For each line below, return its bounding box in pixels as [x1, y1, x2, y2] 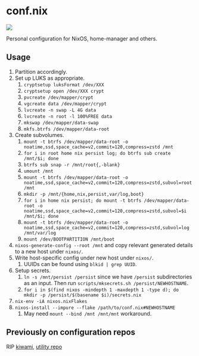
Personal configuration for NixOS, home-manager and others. [6, 35, 158, 42]
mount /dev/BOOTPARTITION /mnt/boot [23, 236, 115, 242]
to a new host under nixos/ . [14, 248, 83, 255]
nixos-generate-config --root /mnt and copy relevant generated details [14, 241, 193, 248]
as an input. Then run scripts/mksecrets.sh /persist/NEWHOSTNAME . [23, 279, 189, 286]
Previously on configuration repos [6, 327, 136, 338]
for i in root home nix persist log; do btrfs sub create [23, 150, 171, 156]
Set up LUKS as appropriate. [14, 74, 85, 82]
